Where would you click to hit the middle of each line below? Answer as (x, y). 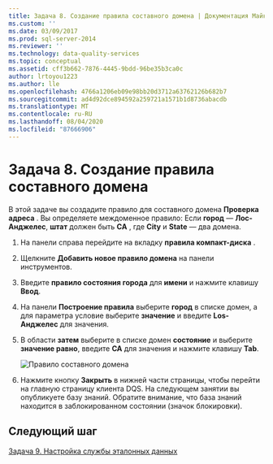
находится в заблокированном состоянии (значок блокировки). (131, 405)
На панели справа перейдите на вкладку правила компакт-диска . (138, 242)
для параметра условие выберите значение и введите (116, 315)
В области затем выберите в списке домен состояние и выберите (136, 340)
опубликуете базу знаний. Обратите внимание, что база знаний (131, 397)
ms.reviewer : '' (36, 46)
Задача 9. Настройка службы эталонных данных (93, 451)
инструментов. (46, 267)
